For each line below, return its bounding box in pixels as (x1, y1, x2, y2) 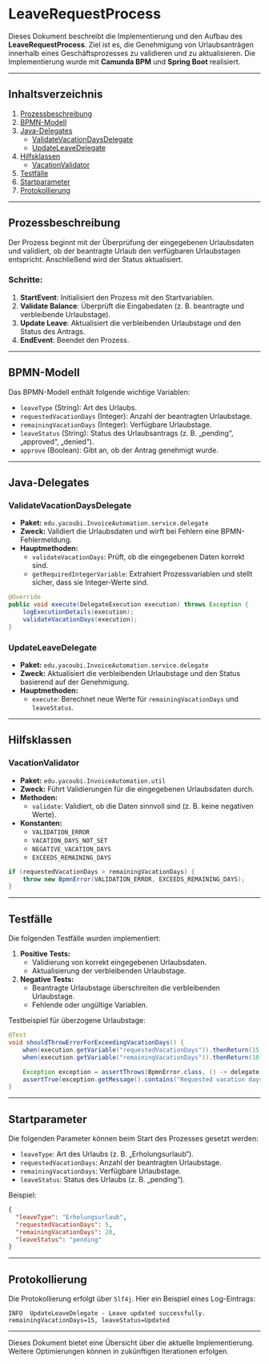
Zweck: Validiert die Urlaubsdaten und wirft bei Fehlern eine (19, 526, 219, 537)
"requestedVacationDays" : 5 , (15, 1221, 113, 1229)
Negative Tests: (19, 975, 74, 984)
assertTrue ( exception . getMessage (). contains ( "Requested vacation (22, 1075, 246, 1084)
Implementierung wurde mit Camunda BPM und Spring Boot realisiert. (8, 57, 241, 66)
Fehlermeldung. (19, 535, 72, 545)
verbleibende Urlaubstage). (19, 309, 110, 319)
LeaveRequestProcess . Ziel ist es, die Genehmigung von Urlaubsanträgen (8, 39, 254, 49)
